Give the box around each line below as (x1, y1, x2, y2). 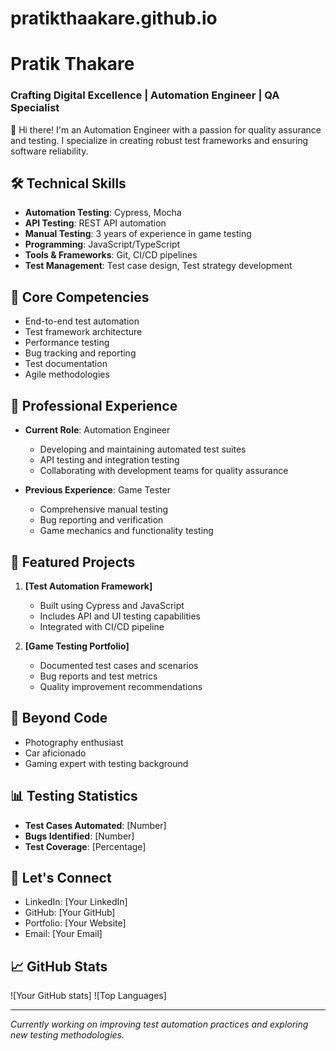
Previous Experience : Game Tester (24, 484, 171, 496)
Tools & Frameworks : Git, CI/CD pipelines (24, 249, 198, 261)
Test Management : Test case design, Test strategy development (24, 260, 293, 272)
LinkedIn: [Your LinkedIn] (24, 896, 128, 908)
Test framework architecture (24, 326, 143, 338)
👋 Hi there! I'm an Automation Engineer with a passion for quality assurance (10, 123, 322, 136)
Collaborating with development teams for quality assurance (39, 465, 289, 477)
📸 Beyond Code (10, 710, 108, 727)
